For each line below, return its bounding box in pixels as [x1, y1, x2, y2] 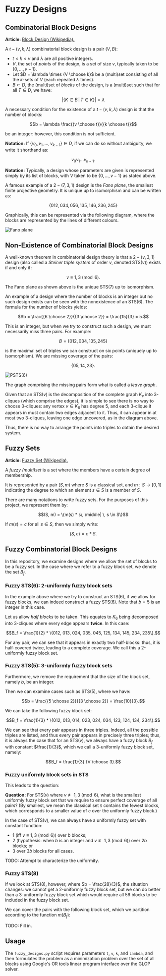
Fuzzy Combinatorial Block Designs [5, 545, 117, 554]
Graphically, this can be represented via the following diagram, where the [5, 212, 155, 218]
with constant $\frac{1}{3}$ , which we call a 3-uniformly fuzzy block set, [5, 744, 154, 749]
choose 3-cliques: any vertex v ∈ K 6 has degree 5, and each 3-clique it [5, 403, 152, 410]
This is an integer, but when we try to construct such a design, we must [5, 323, 151, 329]
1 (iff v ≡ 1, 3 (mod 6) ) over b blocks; [12, 832, 87, 838]
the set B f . [5, 569, 26, 576]
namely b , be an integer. [5, 679, 55, 685]
